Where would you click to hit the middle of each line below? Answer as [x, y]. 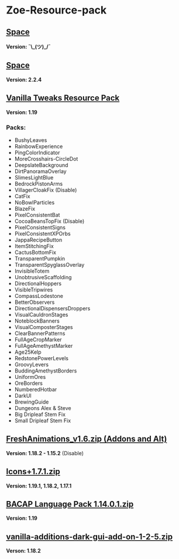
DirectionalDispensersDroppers [52, 308]
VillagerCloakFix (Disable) [46, 190]
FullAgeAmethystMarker [44, 345]
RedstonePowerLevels [42, 358]
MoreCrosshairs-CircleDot [46, 158]
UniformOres [30, 377]
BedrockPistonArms [39, 184]
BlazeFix [25, 208]
